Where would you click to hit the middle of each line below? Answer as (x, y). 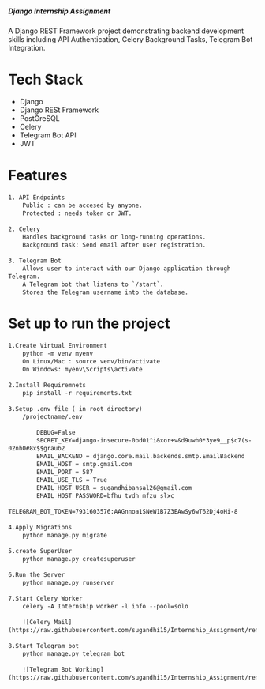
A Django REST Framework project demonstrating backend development (126, 31)
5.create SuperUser (40, 551)
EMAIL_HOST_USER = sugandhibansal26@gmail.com (114, 488)
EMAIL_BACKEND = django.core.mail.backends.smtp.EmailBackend (141, 456)
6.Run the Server (37, 574)
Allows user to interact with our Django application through (127, 269)
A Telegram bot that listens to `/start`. (93, 284)
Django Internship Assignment (60, 11)
